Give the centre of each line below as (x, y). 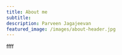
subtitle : (19, 18)
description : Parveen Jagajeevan (49, 23)
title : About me (27, 12)
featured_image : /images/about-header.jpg (61, 29)
